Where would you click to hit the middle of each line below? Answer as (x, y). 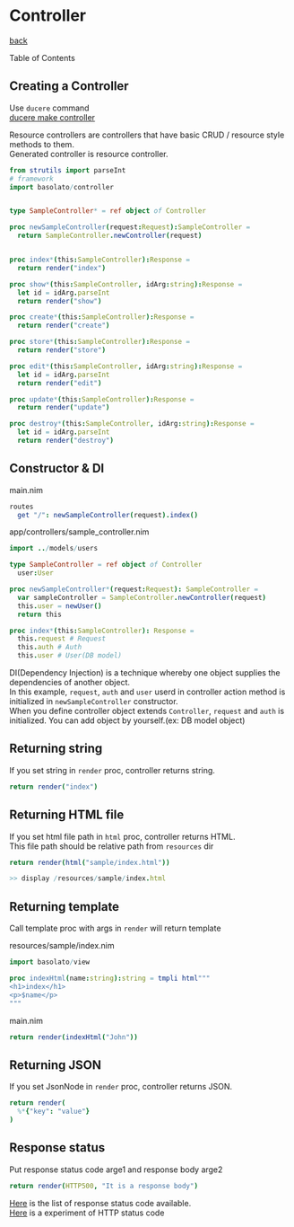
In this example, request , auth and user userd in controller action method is (147, 692)
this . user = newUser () (60, 606)
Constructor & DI (57, 468)
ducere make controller (52, 117)
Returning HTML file (67, 815)
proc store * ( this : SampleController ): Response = (100, 342)
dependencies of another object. (70, 683)
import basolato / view (50, 962)
